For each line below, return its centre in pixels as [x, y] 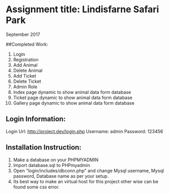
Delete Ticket [27, 81]
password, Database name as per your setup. [61, 176]
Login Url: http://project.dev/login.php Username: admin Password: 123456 [84, 131]
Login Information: [36, 119]
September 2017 [23, 34]
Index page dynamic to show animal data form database [72, 92]
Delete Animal [28, 70]
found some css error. [36, 187]
